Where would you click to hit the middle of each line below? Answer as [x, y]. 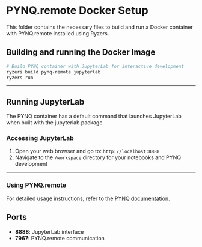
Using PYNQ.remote [36, 185]
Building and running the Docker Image [81, 53]
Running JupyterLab [45, 102]
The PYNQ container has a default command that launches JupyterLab [94, 116]
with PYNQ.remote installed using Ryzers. [58, 33]
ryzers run [20, 78]
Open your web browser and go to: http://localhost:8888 [87, 151]
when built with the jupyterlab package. [55, 123]
